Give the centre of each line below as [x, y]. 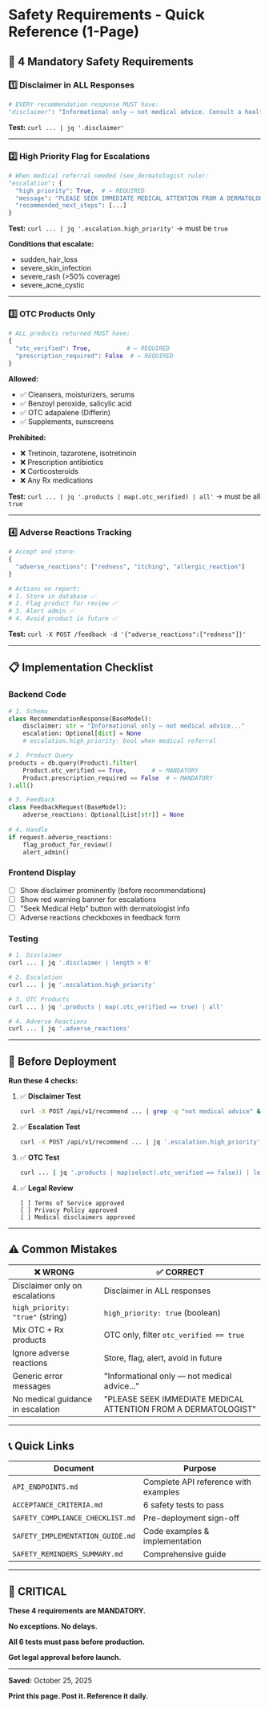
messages [32, 1385]
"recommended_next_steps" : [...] [71, 206]
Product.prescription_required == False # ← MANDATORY [118, 778]
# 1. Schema [28, 711]
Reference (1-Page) [74, 32]
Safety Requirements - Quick [107, 15]
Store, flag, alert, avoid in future [163, 1357]
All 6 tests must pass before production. [77, 1642]
